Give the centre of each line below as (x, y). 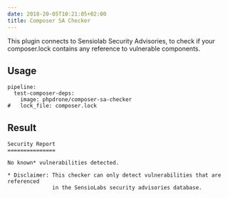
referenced (24, 182)
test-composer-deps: (44, 93)
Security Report (31, 144)
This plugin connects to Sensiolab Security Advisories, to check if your (111, 41)
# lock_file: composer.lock (52, 106)
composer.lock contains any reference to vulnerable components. (104, 48)
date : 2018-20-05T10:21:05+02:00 (57, 14)
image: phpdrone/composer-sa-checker (76, 100)
